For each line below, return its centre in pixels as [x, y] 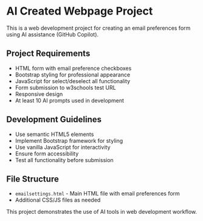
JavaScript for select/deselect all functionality [73, 81]
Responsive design [39, 94]
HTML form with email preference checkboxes [73, 68]
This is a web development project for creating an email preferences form [98, 28]
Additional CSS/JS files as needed [58, 200]
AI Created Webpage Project [80, 11]
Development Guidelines [54, 120]
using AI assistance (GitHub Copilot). [53, 34]
